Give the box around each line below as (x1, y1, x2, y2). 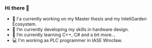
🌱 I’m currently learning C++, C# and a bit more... (12, 32, 115, 38)
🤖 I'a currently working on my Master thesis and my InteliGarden (12, 16, 147, 22)
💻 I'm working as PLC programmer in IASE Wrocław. (12, 37, 123, 43)
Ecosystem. (12, 21, 37, 27)
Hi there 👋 (5, 4, 30, 11)
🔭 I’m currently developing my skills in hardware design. (12, 26, 129, 32)
